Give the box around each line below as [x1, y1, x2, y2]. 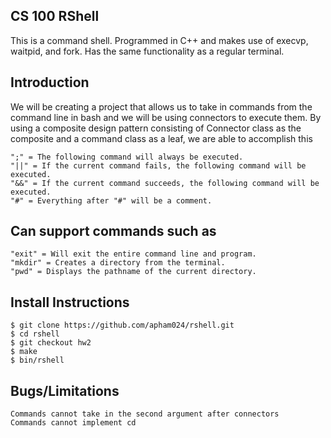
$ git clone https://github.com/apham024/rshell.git [10, 320, 235, 331]
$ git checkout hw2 [10, 338, 92, 348]
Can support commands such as [10, 223, 217, 240]
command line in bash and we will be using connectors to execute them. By [10, 111, 322, 123]
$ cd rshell [10, 329, 60, 339]
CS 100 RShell [10, 8, 100, 25]
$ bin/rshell [10, 355, 65, 366]
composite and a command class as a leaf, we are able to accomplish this [10, 132, 313, 144]
